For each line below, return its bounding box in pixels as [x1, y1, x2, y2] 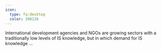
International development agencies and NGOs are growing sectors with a [5, 30, 157, 36]
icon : [5, 7, 16, 12]
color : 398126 [9, 16, 39, 21]
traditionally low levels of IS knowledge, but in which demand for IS [5, 35, 143, 41]
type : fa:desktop [9, 12, 46, 17]
